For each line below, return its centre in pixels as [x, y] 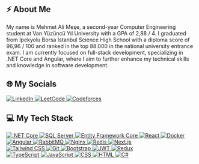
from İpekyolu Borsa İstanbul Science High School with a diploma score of [98, 40]
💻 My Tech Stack [40, 118]
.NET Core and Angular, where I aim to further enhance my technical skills [98, 59]
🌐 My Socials [32, 84]
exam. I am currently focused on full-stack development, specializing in [95, 52]
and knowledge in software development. [58, 65]
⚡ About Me [29, 9]
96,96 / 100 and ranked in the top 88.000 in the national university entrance [100, 46]
